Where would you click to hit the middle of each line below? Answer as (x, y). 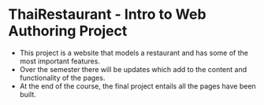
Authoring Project (68, 31)
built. (28, 94)
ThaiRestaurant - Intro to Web (107, 14)
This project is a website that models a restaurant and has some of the (134, 52)
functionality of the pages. (62, 78)
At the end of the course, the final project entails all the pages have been (138, 86)
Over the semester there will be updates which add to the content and (133, 69)
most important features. (60, 61)
